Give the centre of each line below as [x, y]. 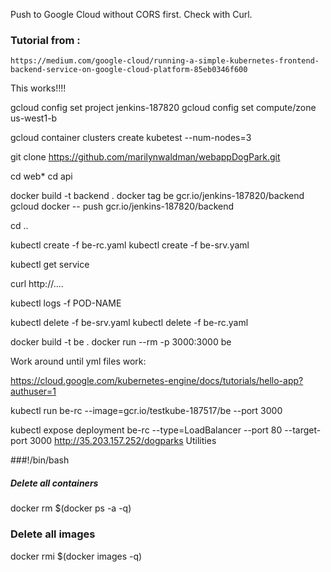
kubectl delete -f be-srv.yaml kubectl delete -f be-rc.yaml [129, 323]
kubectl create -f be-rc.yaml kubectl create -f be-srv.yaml [130, 245]
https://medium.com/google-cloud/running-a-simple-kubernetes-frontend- [165, 61]
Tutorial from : [45, 40]
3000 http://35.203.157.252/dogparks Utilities [123, 441]
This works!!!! [38, 88]
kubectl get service [50, 265]
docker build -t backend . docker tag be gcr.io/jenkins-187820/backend [157, 196]
